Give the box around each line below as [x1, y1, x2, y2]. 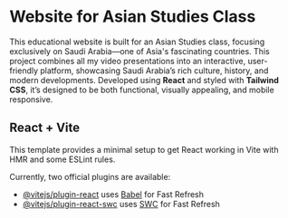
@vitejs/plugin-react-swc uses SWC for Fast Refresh [22, 198, 220, 209]
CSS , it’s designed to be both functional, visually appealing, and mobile [9, 84, 274, 95]
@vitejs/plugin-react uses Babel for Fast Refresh [22, 188, 205, 200]
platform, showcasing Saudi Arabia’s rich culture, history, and [40, 65, 269, 76]
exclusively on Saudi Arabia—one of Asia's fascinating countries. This [9, 45, 270, 56]
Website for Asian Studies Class [9, 6, 256, 27]
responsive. [9, 93, 53, 105]
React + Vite [9, 120, 81, 136]
